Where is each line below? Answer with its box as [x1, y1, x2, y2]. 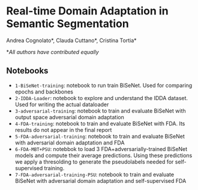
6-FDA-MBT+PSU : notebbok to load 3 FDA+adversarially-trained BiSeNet [14, 145, 188, 152]
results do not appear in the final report [14, 126, 112, 133]
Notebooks [6, 66, 49, 76]
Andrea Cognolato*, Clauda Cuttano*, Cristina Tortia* [6, 37, 137, 44]
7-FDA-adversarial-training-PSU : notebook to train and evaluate [14, 171, 175, 178]
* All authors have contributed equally [6, 48, 99, 55]
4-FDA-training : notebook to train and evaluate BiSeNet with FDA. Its [14, 120, 185, 127]
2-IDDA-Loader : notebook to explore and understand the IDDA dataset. [14, 94, 188, 101]
